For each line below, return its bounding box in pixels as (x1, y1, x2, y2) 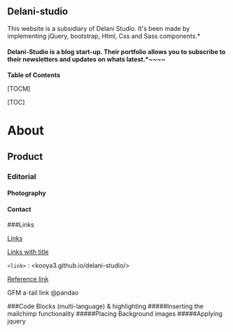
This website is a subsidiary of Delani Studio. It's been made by (7, 24, 190, 32)
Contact (7, 205, 31, 213)
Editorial (7, 171, 36, 181)
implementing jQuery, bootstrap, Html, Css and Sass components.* (7, 32, 201, 40)
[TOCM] (7, 84, 31, 93)
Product (7, 150, 43, 162)
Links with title (7, 248, 49, 256)
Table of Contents (7, 71, 61, 79)
